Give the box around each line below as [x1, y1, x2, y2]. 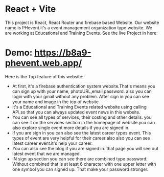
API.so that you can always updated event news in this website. [12, 109, 141, 115]
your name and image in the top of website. [12, 99, 100, 105]
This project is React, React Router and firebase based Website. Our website [5, 20, 159, 25]
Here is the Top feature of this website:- [5, 73, 86, 79]
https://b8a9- [34, 47, 92, 58]
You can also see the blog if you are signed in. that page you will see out [12, 145, 159, 151]
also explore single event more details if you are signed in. [12, 125, 130, 131]
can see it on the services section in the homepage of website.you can [12, 119, 155, 125]
